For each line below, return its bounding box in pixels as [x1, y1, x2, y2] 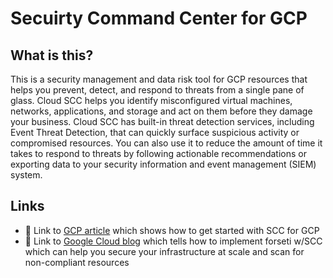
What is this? [10, 47, 94, 64]
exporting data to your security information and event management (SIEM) [10, 158, 317, 170]
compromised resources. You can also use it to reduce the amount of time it [10, 137, 323, 149]
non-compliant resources [24, 256, 130, 268]
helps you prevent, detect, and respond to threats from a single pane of [10, 84, 305, 96]
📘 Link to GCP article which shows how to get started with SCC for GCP [24, 224, 320, 236]
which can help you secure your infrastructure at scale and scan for [24, 245, 305, 257]
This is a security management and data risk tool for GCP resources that [10, 73, 308, 85]
